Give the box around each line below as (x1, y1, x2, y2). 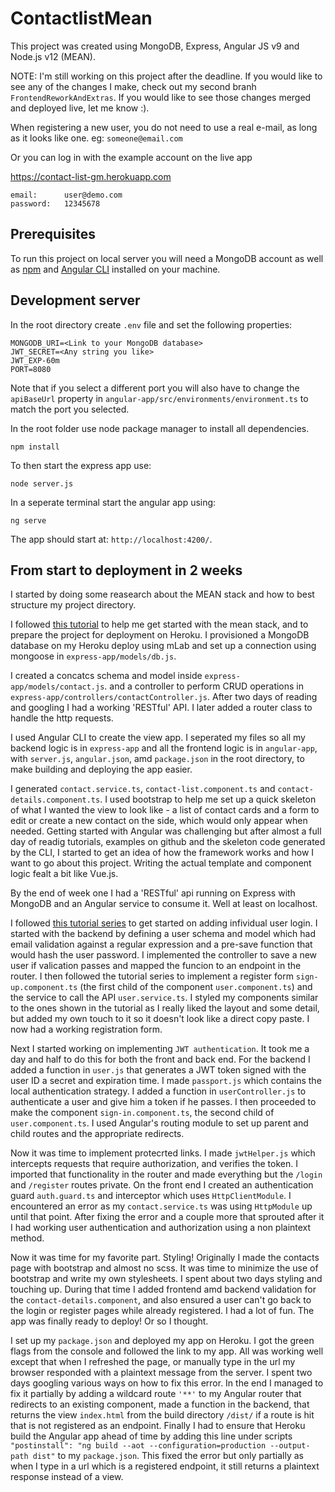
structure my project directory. (10, 599, 137, 611)
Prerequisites (10, 226, 96, 243)
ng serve (10, 515, 47, 526)
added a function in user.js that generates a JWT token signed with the (10, 1064, 307, 1076)
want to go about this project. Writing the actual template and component (10, 857, 312, 869)
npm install (10, 442, 60, 452)
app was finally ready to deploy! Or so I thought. (10, 1315, 209, 1327)
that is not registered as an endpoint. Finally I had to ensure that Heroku (10, 1420, 306, 1432)
